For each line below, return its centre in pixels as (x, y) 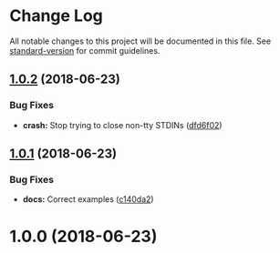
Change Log (56, 16)
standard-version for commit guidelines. (85, 50)
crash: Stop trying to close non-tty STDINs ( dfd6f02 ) (122, 125)
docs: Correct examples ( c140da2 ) (88, 199)
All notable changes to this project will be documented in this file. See (140, 41)
